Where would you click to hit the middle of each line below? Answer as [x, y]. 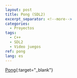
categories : [17, 24]
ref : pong [15, 51]
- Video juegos [25, 47]
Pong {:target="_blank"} [29, 70]
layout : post [19, 10]
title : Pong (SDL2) [25, 14]
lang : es [14, 56]
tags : [11, 33]
